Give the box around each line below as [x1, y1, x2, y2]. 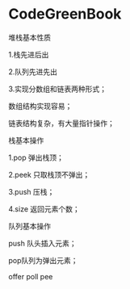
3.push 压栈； [8, 186, 55, 196]
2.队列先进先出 [8, 66, 58, 77]
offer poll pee [8, 271, 53, 281]
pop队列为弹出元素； [8, 255, 78, 265]
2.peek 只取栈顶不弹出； [8, 170, 90, 179]
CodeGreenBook [8, 5, 122, 23]
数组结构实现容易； [8, 101, 73, 111]
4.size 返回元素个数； [8, 203, 81, 214]
